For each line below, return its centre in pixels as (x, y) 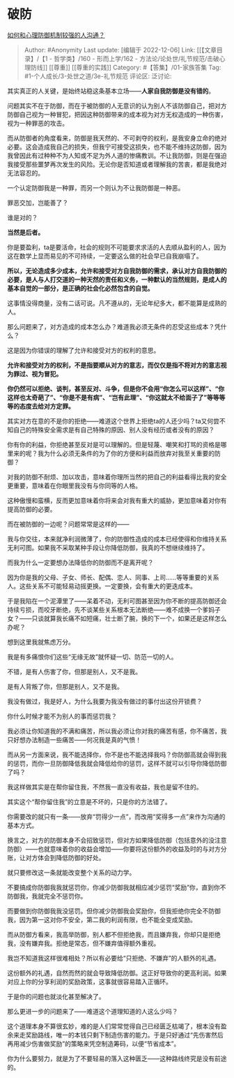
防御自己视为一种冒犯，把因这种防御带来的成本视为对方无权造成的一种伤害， (117, 114)
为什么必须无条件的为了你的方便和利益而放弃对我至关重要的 (129, 453)
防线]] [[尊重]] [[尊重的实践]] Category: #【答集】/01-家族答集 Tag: (126, 67)
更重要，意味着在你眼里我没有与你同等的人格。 (74, 486)
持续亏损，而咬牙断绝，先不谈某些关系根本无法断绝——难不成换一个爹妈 (111, 609)
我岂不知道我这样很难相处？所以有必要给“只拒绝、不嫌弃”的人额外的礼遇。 (114, 958)
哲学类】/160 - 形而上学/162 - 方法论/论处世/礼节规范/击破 (136, 58)
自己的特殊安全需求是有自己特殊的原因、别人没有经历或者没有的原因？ (114, 430)
